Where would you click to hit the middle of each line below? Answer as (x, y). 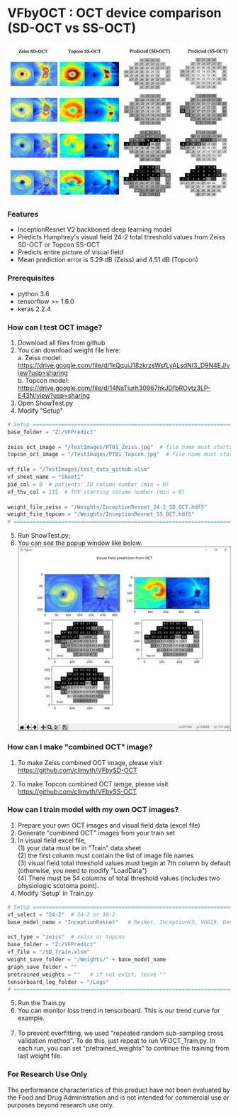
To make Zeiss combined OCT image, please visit (90, 762)
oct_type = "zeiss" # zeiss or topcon (66, 937)
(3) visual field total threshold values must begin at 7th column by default (124, 863)
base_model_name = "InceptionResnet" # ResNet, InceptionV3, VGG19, (114, 922)
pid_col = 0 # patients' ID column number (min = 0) (89, 484)
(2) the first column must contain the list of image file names (106, 855)
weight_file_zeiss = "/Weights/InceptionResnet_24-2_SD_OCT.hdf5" (107, 507)
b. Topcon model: (43, 380)
